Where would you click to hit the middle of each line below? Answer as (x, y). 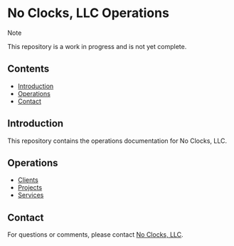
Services (31, 195)
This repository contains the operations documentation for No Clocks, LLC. (117, 141)
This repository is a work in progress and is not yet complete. (97, 46)
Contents (28, 69)
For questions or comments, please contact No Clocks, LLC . (95, 235)
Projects (30, 188)
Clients (28, 180)
